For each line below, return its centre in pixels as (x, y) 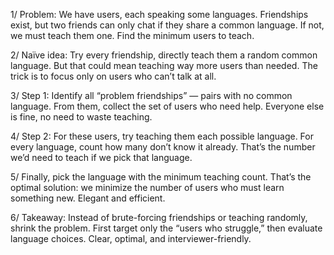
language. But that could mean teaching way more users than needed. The (164, 65)
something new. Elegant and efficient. (88, 198)
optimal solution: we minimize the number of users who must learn (147, 187)
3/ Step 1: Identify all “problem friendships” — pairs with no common (151, 95)
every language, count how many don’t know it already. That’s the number (163, 147)
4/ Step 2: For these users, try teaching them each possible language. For (162, 136)
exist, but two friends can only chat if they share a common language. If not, (167, 25)
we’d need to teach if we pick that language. (101, 157)
